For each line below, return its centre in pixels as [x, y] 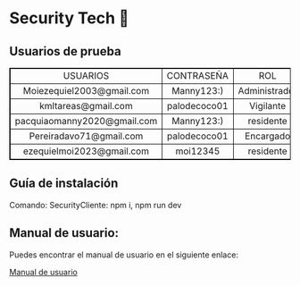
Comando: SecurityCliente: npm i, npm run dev [96, 205]
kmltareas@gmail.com [86, 106]
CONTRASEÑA [198, 76]
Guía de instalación [64, 184]
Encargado [268, 136]
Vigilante [268, 106]
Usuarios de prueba [66, 51]
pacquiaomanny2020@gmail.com [86, 121]
